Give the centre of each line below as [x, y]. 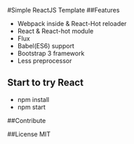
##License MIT [29, 134]
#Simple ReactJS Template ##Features [63, 10]
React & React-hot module [55, 31]
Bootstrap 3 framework [51, 53]
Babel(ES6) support [46, 46]
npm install [33, 99]
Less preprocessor [45, 61]
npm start [31, 107]
